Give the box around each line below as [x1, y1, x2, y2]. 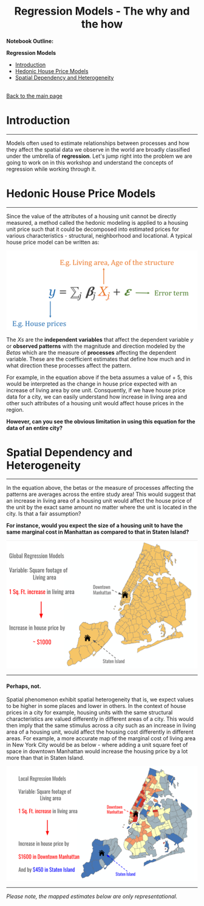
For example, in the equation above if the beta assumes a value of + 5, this [6, 373, 193, 381]
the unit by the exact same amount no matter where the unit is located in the [6, 504, 197, 511]
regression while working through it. [6, 165, 97, 172]
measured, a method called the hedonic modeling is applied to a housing [6, 219, 188, 226]
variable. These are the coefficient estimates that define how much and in [6, 355, 191, 363]
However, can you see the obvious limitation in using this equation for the [6, 417, 195, 425]
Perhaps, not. [6, 682, 41, 690]
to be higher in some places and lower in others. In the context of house [6, 703, 186, 710]
